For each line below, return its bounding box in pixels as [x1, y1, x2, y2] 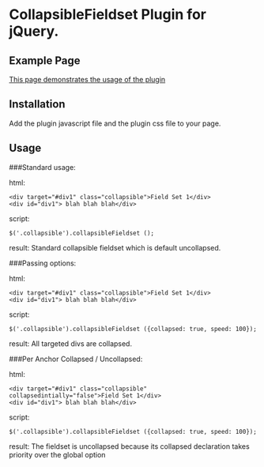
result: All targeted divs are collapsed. [9, 338, 133, 348]
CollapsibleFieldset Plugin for [9, 6, 206, 24]
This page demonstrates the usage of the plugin [9, 75, 166, 84]
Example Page [9, 54, 81, 67]
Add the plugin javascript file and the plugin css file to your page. [9, 119, 221, 128]
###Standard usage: [9, 162, 76, 171]
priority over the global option [9, 450, 106, 459]
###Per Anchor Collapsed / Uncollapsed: [9, 354, 143, 363]
